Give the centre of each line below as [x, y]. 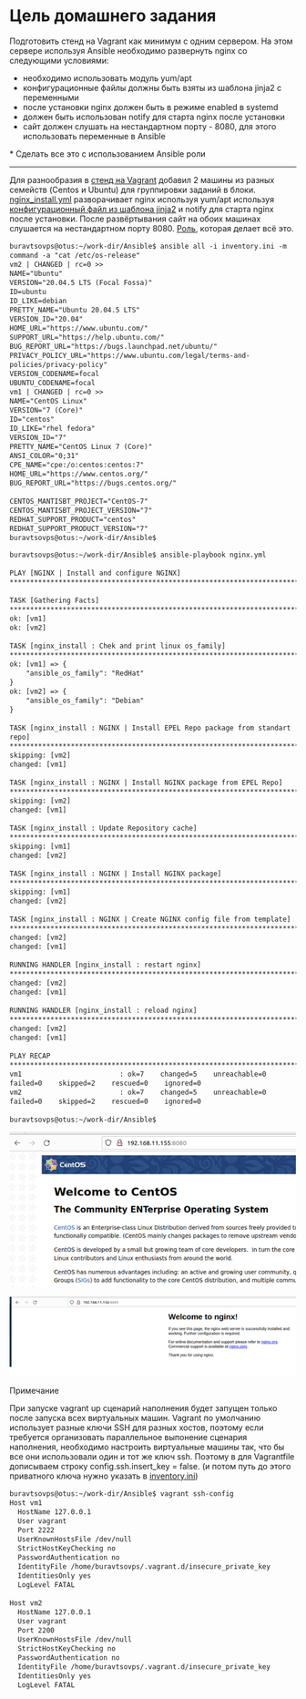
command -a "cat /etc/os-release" [75, 255]
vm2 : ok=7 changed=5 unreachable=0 [138, 1092]
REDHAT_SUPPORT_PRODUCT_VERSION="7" [79, 528]
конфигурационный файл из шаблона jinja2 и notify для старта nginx [142, 209]
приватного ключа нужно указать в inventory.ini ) [104, 1476]
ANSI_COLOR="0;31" [44, 455]
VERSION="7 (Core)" [46, 410]
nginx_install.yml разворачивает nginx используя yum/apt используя [142, 199]
